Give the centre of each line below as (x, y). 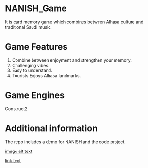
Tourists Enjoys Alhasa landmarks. (46, 75)
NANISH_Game (36, 8)
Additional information (51, 128)
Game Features (36, 47)
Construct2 (16, 109)
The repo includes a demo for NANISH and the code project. (66, 142)
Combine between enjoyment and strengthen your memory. (72, 60)
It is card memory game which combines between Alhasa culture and (74, 22)
